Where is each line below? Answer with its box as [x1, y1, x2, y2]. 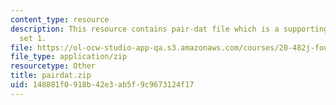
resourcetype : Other [10, 61, 97, 71]
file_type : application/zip [10, 52, 128, 62]
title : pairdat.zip [10, 71, 92, 81]
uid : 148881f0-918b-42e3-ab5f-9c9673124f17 [10, 80, 195, 90]
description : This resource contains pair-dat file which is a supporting [10, 24, 329, 34]
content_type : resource [10, 14, 110, 25]
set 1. [19, 33, 47, 43]
